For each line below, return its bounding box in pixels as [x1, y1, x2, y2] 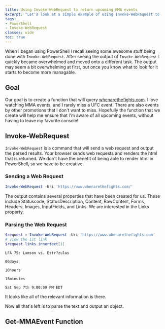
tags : [5, 16, 16, 21]
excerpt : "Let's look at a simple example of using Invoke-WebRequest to [5, 12, 160, 17]
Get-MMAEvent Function [5, 317, 83, 326]
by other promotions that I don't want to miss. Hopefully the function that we [5, 107, 161, 113]
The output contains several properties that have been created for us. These [5, 193, 160, 199]
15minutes [5, 276, 26, 281]
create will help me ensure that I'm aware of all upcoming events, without [5, 112, 154, 118]
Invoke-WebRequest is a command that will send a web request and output [5, 145, 154, 151]
